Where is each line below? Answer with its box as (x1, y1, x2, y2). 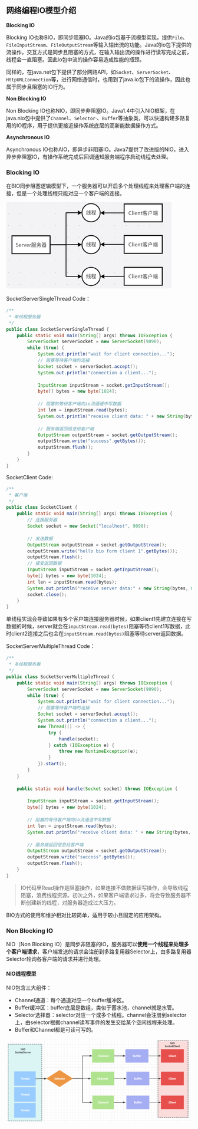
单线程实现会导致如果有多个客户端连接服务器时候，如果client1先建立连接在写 (6, 615, 192, 623)
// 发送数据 (27, 535, 53, 541)
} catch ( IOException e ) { (48, 742, 115, 748)
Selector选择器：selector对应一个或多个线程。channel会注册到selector (14, 1012, 187, 1019)
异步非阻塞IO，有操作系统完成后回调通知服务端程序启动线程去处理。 (6, 153, 172, 160)
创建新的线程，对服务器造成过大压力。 (25, 898, 119, 906)
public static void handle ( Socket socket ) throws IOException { (16, 786, 178, 792)
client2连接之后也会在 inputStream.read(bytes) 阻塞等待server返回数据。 (11, 630, 187, 637)
